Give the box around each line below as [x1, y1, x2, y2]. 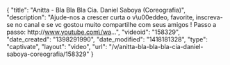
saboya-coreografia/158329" [6, 50, 90, 58]
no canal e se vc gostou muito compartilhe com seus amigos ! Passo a [15, 21, 217, 28]
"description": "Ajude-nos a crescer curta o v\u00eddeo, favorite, [6, 13, 195, 21]
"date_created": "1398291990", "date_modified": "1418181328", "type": [6, 35, 208, 44]
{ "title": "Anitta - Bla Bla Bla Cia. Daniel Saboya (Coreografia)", [6, 6, 186, 14]
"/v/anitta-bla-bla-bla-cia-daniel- [108, 43, 204, 50]
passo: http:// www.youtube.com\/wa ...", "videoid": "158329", [6, 28, 180, 36]
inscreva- [195, 13, 223, 21]
